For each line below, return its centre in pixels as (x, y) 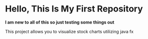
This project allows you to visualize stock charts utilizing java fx (69, 31)
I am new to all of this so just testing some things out (60, 22)
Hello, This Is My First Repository (74, 9)
